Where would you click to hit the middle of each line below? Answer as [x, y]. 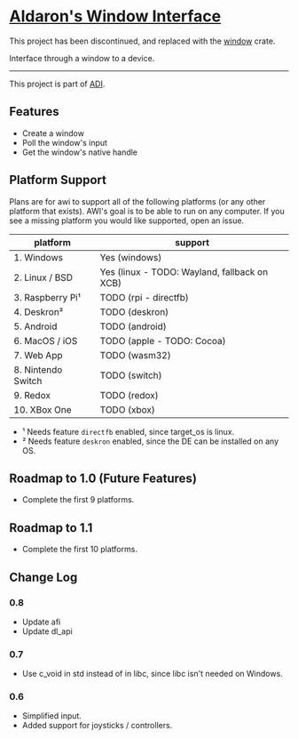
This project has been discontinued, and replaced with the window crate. [142, 41]
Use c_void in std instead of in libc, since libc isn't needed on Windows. [153, 674]
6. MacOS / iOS [46, 341]
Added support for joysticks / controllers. [97, 726]
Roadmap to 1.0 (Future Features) [103, 478]
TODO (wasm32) [135, 355]
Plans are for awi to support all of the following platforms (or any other [137, 201]
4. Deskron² [39, 311]
